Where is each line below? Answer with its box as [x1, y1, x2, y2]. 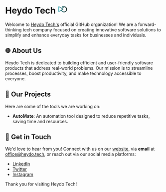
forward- [138, 21, 157, 27]
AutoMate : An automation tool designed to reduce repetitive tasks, [12, 113, 150, 119]
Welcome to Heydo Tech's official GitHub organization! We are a [5, 21, 137, 27]
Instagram [12, 172, 33, 178]
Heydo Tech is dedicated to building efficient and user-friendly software [5, 59, 154, 66]
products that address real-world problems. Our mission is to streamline [5, 65, 153, 71]
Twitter [12, 166, 27, 172]
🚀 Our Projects [5, 90, 51, 99]
